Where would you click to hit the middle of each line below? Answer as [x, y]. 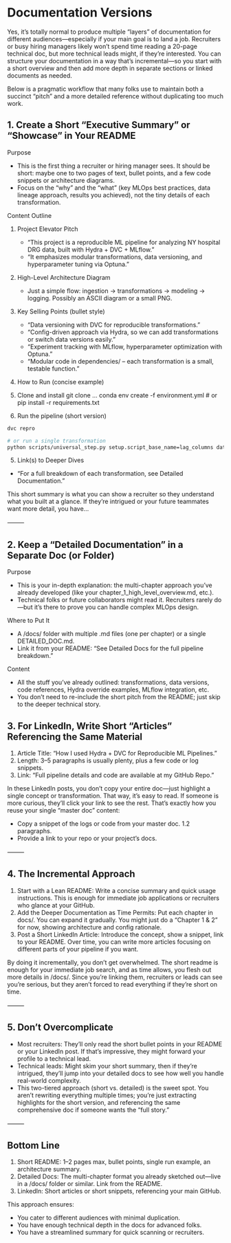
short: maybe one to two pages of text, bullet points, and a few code [114, 173]
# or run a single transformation [57, 441]
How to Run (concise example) [60, 382]
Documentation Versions [80, 13]
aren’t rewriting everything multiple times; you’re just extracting [107, 1095]
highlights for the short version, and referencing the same [99, 1102]
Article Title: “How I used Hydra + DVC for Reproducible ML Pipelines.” [117, 753]
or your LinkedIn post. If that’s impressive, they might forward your [111, 1051]
